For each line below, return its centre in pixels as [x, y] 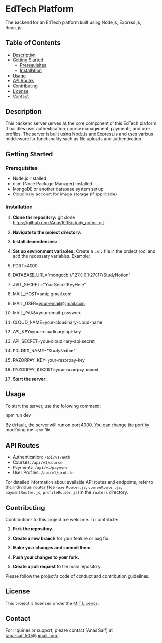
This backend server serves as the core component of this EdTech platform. [81, 123]
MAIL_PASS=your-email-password [47, 312]
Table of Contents [33, 43]
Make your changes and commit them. [52, 547]
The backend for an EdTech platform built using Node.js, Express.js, [73, 22]
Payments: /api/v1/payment [40, 468]
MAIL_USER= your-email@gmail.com [49, 303]
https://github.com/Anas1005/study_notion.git [58, 222]
